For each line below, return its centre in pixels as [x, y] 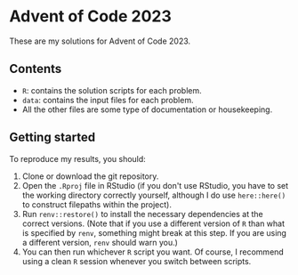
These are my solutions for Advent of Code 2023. [100, 41]
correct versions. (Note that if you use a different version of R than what [153, 223]
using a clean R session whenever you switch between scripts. [137, 261]
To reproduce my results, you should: [78, 158]
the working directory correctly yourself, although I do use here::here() [154, 195]
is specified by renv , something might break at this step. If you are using [154, 232]
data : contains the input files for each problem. [108, 100]
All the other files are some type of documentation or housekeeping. [147, 109]
